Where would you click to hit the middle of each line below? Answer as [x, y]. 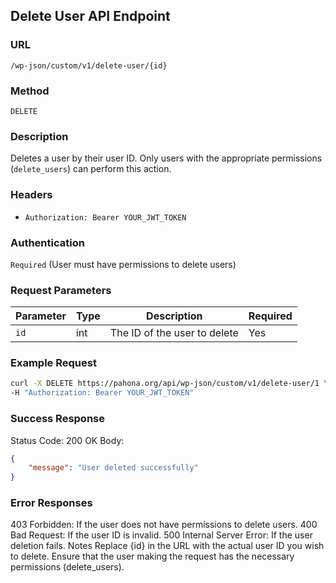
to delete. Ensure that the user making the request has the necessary [152, 556]
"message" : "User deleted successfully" [113, 468]
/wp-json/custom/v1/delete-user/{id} [89, 65]
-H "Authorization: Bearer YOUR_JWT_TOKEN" [102, 393]
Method [30, 91]
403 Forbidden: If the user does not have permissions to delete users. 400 [164, 525]
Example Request [53, 363]
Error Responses [51, 503]
